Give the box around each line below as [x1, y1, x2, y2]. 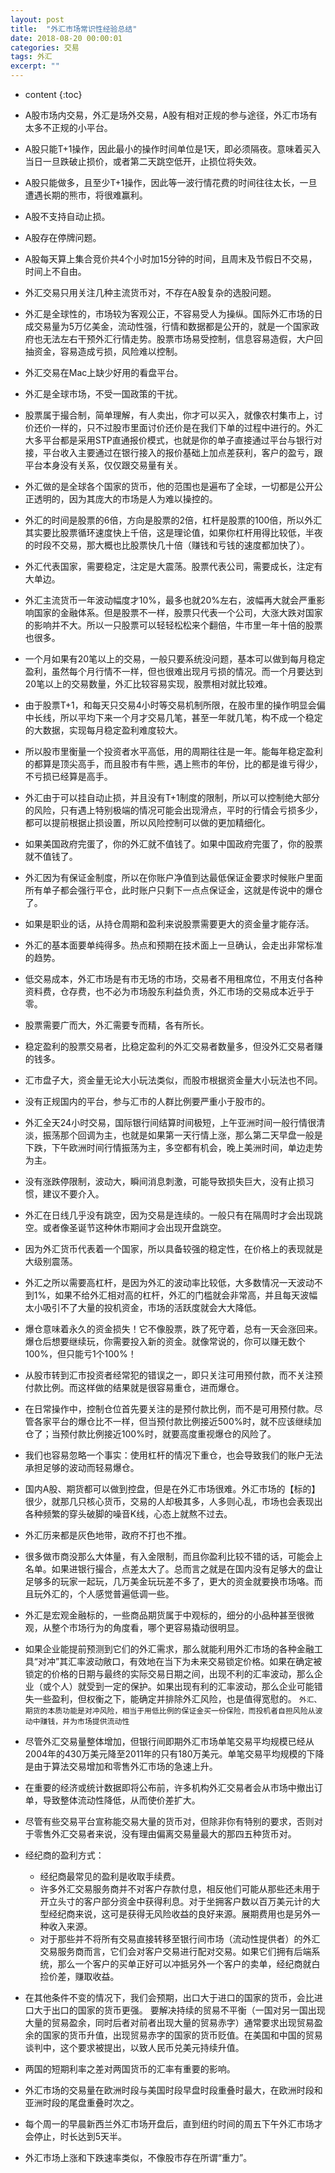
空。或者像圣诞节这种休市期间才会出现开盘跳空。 [24, 1222, 227, 1233]
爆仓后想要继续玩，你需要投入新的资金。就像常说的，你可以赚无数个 [24, 1336, 306, 1347]
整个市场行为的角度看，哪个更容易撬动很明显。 [51, 1622, 245, 1633]
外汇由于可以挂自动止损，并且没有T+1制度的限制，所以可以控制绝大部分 [24, 792, 320, 803]
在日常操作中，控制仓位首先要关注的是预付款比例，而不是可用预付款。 [24, 1403, 315, 1415]
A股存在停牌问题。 [24, 232, 102, 243]
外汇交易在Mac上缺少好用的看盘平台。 [24, 367, 184, 378]
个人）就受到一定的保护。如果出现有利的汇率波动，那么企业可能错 [51, 1681, 323, 1692]
